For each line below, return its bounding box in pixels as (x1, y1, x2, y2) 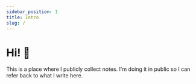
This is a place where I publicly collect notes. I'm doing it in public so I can (6, 65, 191, 73)
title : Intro (6, 14, 39, 20)
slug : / (6, 20, 26, 26)
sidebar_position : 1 (6, 8, 58, 15)
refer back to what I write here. (6, 72, 83, 79)
